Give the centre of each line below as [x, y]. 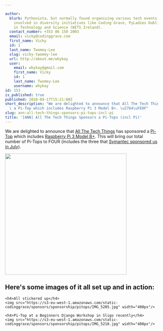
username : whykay [31, 86]
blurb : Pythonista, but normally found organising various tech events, [84, 18]
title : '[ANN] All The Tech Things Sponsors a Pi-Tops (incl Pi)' [73, 117]
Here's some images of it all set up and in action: [80, 287]
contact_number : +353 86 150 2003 [44, 32]
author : [13, 14]
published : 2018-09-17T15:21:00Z [39, 99]
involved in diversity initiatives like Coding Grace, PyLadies [80, 23]
